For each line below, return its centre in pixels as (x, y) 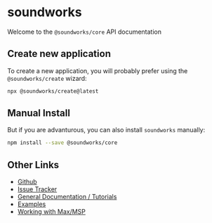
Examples (32, 204)
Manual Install (39, 113)
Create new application (59, 54)
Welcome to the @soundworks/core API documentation (85, 32)
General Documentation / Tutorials (67, 197)
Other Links (33, 165)
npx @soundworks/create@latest (53, 91)
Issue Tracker (37, 189)
